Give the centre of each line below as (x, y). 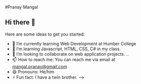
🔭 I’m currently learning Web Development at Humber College (74, 43)
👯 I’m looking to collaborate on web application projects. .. (70, 54)
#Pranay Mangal (21, 7)
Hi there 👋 (20, 22)
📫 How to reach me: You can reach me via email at (64, 59)
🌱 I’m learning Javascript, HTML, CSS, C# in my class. (66, 49)
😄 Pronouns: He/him (33, 72)
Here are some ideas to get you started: (45, 34)
